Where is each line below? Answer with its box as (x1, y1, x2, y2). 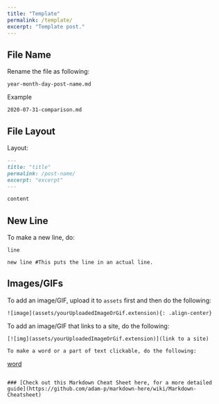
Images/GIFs (7, 277, 64, 289)
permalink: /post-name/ (7, 170, 76, 177)
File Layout (7, 125, 55, 137)
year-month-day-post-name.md (7, 81, 91, 88)
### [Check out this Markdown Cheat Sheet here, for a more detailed (7, 379, 213, 386)
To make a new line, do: (7, 234, 75, 242)
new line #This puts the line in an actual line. (7, 259, 154, 266)
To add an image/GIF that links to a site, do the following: (7, 321, 170, 330)
